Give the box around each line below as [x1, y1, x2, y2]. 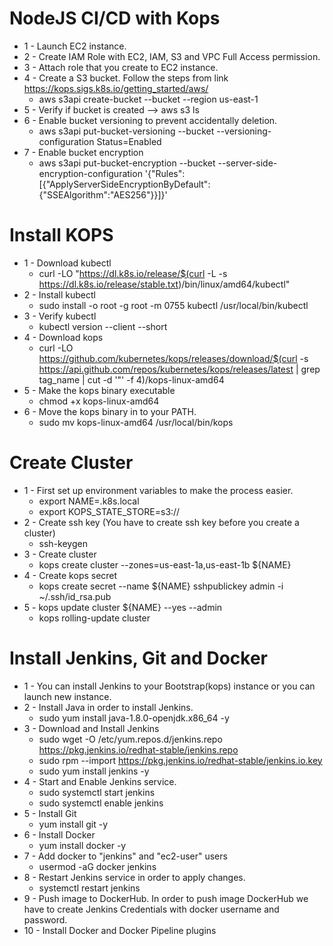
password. [23, 913, 68, 926]
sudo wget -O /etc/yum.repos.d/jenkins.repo [38, 733, 223, 745]
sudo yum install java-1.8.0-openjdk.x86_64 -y [38, 712, 230, 724]
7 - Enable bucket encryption [23, 146, 144, 158]
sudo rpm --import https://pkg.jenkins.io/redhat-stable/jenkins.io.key [38, 754, 323, 766]
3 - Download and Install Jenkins [23, 722, 160, 734]
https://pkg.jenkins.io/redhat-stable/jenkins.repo [38, 743, 239, 756]
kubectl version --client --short [38, 320, 168, 332]
